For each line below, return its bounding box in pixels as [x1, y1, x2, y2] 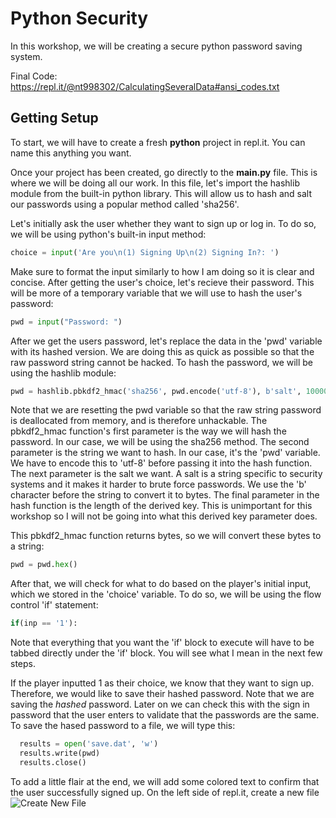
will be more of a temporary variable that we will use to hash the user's [10, 287, 303, 299]
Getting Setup [10, 110, 99, 127]
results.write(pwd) [19, 748, 101, 758]
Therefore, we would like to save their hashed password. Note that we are [10, 688, 315, 700]
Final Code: [10, 70, 58, 82]
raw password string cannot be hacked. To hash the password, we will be [10, 356, 314, 368]
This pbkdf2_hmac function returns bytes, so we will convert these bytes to [10, 530, 322, 542]
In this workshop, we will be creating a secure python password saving [10, 40, 303, 52]
